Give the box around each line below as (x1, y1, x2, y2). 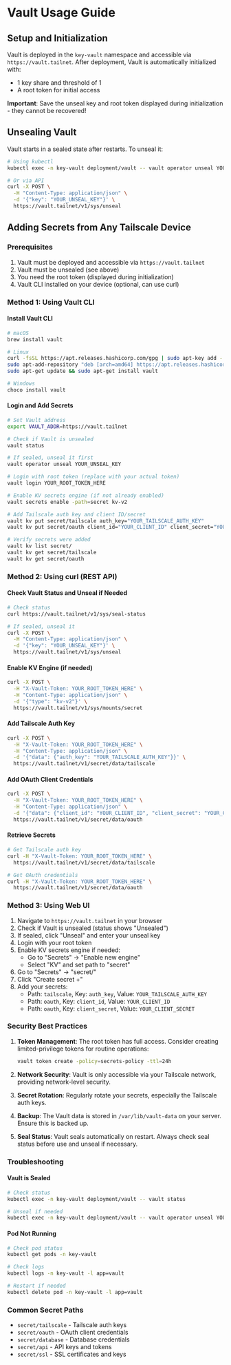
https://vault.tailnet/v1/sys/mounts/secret (13, 705, 143, 711)
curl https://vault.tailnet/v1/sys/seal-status (7, 610, 146, 618)
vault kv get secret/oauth (7, 555, 85, 563)
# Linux (7, 348, 30, 356)
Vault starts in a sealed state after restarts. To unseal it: (7, 145, 164, 153)
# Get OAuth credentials (7, 871, 78, 878)
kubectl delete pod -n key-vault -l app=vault (7, 1288, 143, 1295)
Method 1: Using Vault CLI (7, 297, 95, 307)
